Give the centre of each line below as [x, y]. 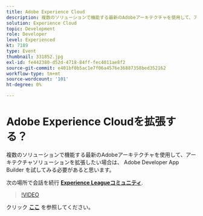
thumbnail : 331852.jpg [35, 57]
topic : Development [31, 29]
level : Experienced [31, 40]
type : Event [21, 51]
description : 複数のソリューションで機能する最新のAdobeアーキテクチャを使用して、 [100, 17]
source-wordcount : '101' [37, 79]
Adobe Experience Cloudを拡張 [86, 122]
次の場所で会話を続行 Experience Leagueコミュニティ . [75, 182]
